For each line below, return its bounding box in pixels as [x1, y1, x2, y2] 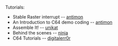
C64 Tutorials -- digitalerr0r [12, 35, 71, 41]
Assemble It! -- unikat [12, 24, 58, 30]
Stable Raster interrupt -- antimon [12, 14, 84, 19]
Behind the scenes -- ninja [12, 30, 68, 35]
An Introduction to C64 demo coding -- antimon [12, 19, 113, 25]
